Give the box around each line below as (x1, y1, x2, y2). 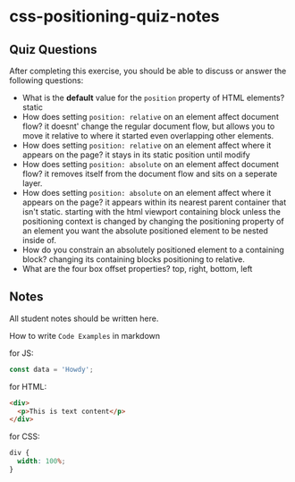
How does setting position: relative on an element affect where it (21, 140, 272, 150)
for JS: (9, 347, 34, 359)
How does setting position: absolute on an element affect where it (21, 188, 272, 198)
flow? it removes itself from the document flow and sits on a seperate (21, 168, 278, 179)
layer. (21, 178, 43, 189)
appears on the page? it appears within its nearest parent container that (21, 197, 287, 207)
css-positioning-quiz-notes (9, 6, 221, 27)
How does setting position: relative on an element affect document (21, 112, 279, 122)
